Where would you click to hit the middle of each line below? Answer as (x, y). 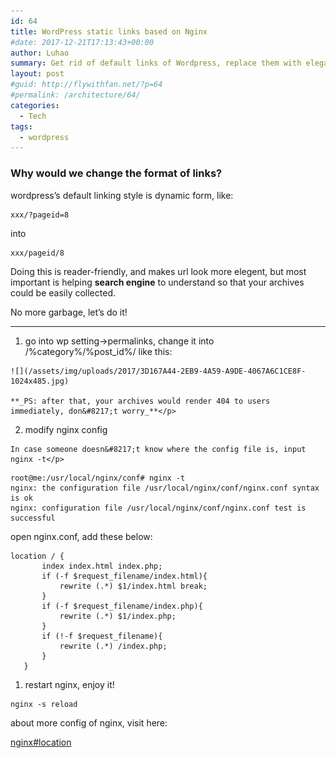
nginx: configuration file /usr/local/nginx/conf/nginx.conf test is (158, 508)
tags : (21, 126)
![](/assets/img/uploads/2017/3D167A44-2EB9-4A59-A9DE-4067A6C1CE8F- (158, 371)
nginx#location (41, 742)
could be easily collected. (63, 292)
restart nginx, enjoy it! (69, 684)
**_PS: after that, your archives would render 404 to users (140, 401)
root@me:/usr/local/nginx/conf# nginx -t (98, 478)
